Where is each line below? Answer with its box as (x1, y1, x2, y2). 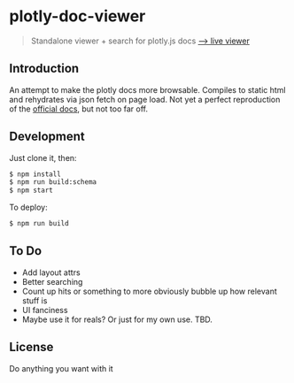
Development (9, 129, 86, 144)
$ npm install (9, 170, 62, 179)
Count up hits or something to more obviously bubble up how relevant (21, 286, 277, 296)
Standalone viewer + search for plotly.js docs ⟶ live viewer (30, 35, 250, 46)
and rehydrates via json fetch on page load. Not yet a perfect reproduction (9, 94, 281, 104)
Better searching (21, 276, 83, 287)
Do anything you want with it (9, 363, 113, 373)
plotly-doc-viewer (9, 6, 146, 27)
